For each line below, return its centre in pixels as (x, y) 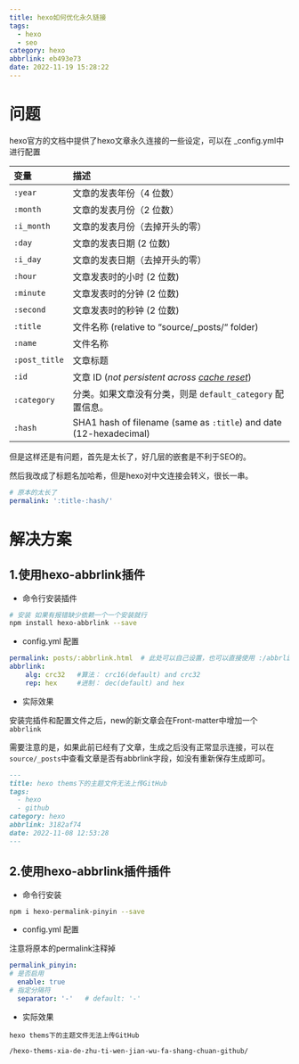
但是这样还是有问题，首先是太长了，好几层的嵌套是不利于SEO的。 (130, 457)
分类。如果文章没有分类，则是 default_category (173, 393)
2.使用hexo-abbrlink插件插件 (90, 872)
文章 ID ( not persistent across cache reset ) (162, 377)
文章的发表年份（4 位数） (126, 193)
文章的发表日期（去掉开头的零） (140, 260)
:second (30, 309)
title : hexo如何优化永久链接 (58, 17)
